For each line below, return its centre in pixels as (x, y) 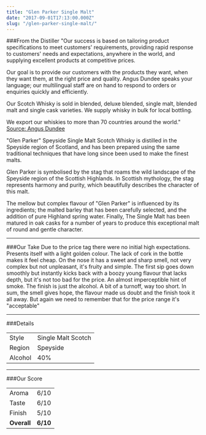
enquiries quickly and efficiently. (48, 92)
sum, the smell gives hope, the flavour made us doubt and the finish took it (101, 293)
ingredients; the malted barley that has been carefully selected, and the (97, 210)
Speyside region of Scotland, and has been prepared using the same (93, 147)
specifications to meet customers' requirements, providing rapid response (100, 47)
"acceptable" (23, 306)
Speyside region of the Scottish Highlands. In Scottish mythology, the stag (100, 179)
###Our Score (25, 379)
